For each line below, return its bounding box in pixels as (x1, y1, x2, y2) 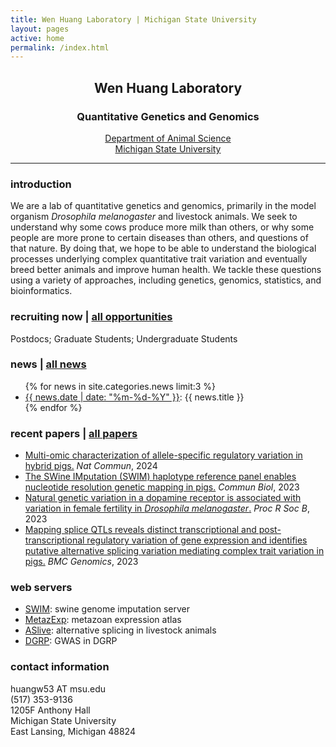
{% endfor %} (24, 401, 83, 413)
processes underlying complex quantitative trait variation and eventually (10, 253, 308, 265)
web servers (10, 581, 73, 595)
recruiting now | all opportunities (10, 310, 173, 324)
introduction (10, 177, 72, 191)
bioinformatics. (10, 285, 73, 297)
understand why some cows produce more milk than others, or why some (10, 221, 315, 233)
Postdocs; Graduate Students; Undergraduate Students (10, 332, 238, 345)
